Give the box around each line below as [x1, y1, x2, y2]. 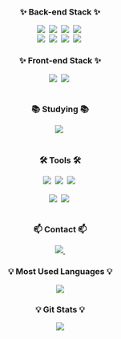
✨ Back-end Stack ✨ [19, 6, 101, 18]
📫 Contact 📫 [33, 224, 87, 235]
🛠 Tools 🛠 [38, 155, 82, 166]
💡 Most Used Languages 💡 [7, 266, 113, 277]
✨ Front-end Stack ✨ [18, 55, 102, 67]
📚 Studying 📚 [30, 103, 90, 115]
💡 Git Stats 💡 [34, 304, 86, 315]
